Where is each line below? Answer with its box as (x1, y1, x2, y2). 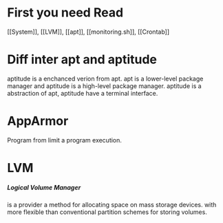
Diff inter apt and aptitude (7, 52, 157, 67)
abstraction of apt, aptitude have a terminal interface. (7, 89, 158, 97)
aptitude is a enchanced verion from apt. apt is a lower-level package (7, 74, 204, 83)
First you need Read (7, 5, 124, 21)
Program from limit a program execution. (7, 136, 123, 144)
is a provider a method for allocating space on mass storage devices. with (7, 200, 217, 209)
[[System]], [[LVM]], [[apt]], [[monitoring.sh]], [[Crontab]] (7, 28, 170, 36)
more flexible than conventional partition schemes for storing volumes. (7, 208, 208, 216)
